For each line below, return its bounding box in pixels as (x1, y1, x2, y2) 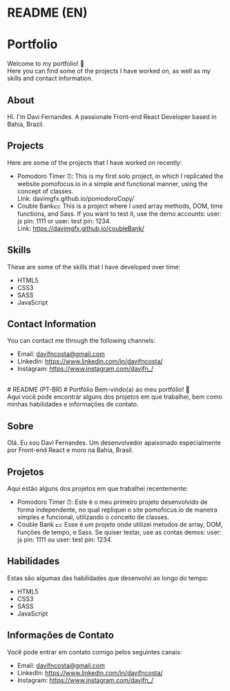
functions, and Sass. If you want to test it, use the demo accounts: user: (17, 209, 222, 217)
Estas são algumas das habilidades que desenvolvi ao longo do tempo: (7, 573, 209, 582)
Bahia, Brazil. (7, 120, 45, 128)
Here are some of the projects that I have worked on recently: (7, 158, 182, 167)
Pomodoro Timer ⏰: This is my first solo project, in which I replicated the (17, 172, 224, 180)
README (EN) (7, 5, 88, 21)
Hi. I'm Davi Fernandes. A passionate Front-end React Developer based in (7, 112, 217, 120)
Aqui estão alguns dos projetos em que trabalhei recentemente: (7, 485, 189, 492)
